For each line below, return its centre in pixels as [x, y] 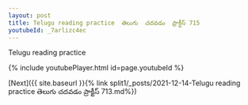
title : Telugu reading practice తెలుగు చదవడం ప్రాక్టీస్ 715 [104, 23]
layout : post [30, 15]
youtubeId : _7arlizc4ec [48, 30]
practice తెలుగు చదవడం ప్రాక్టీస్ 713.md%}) [72, 92]
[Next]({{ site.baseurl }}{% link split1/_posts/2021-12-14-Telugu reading [124, 83]
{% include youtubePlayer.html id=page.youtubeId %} [96, 68]
